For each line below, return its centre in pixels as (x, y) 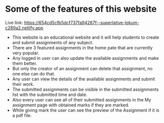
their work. (23, 84)
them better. (25, 63)
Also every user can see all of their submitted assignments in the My (82, 99)
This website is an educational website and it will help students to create (86, 37)
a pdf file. (22, 115)
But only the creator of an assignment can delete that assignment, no (82, 68)
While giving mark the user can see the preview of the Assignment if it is (86, 110)
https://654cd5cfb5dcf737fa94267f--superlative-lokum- (82, 23)
